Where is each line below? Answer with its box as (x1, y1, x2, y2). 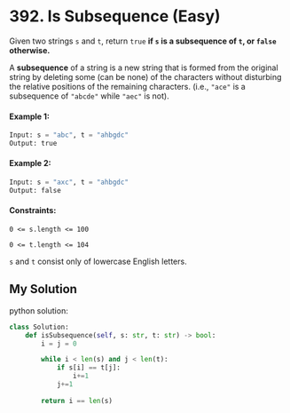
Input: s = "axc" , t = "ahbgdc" (9, 178, 129, 187)
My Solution (9, 282, 78, 297)
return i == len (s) (41, 396, 114, 405)
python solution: (9, 305, 68, 316)
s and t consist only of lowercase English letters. (9, 256, 188, 267)
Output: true (9, 139, 58, 148)
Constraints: (9, 205, 57, 216)
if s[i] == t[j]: (56, 363, 121, 372)
